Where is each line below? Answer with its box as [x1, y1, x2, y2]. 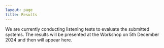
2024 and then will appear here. [5, 36, 73, 43]
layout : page [5, 7, 33, 13]
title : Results [5, 12, 38, 17]
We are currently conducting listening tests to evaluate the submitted [5, 26, 150, 32]
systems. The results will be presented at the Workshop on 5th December [5, 31, 159, 37]
